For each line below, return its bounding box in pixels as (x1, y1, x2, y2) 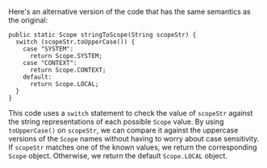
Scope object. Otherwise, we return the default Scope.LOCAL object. (8, 151, 228, 160)
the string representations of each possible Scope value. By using (8, 117, 224, 126)
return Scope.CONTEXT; (29, 66, 106, 74)
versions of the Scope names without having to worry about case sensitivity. (8, 134, 260, 143)
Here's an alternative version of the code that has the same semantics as (8, 7, 252, 16)
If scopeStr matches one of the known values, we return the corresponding (8, 142, 257, 152)
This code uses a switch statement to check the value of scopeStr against (8, 109, 253, 117)
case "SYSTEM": (23, 45, 74, 53)
